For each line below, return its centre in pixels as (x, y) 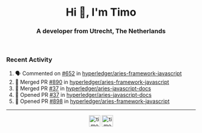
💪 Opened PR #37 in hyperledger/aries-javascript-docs (83, 94)
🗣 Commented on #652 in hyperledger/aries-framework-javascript (98, 73)
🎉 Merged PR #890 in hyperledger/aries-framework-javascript (92, 82)
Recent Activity (29, 60)
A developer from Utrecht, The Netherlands (101, 31)
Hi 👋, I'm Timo (101, 12)
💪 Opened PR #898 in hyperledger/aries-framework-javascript (92, 101)
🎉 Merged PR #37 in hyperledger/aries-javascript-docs (83, 88)
